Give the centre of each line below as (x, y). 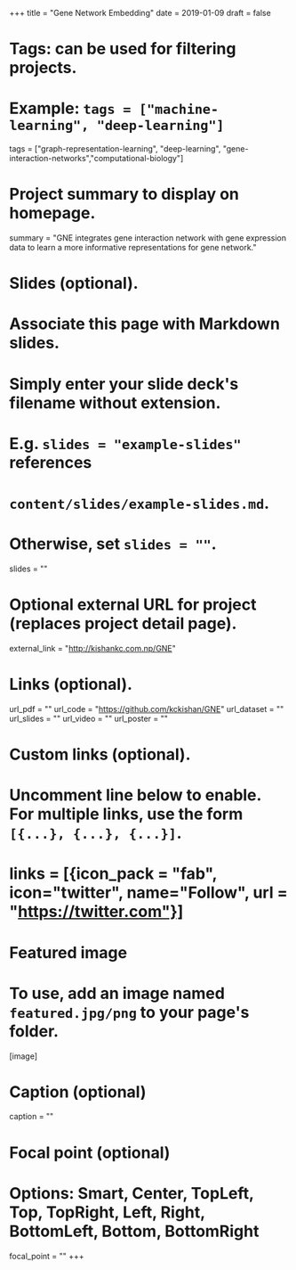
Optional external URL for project (133, 605)
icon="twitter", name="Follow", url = (148, 893)
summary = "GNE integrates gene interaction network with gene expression (148, 238)
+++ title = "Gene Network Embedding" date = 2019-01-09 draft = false (140, 13)
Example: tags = (70, 108)
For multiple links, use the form (126, 814)
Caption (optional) (78, 1092)
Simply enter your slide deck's (124, 384)
